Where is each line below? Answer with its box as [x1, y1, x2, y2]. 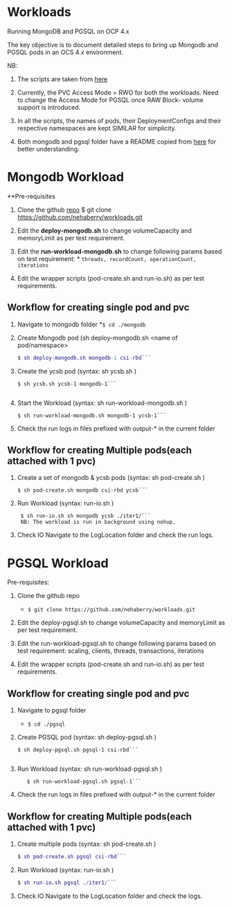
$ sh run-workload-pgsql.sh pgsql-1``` [26, 779, 142, 785]
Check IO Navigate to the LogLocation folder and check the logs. [17, 892, 203, 900]
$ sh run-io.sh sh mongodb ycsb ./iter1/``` [20, 513, 151, 519]
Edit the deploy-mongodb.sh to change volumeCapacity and [17, 226, 192, 235]
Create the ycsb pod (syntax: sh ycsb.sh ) [17, 367, 137, 375]
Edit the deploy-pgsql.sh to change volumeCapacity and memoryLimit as [17, 619, 225, 627]
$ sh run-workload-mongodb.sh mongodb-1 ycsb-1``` [17, 412, 167, 419]
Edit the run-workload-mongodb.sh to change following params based [17, 247, 222, 256]
